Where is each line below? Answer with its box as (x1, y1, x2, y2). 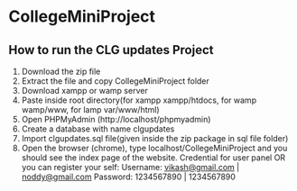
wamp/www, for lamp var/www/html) (21, 105, 160, 114)
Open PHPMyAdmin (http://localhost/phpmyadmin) (21, 114, 211, 124)
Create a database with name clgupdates (21, 123, 175, 134)
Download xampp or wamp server (21, 86, 148, 95)
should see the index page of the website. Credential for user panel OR (21, 152, 286, 163)
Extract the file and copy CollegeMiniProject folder (21, 76, 209, 86)
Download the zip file (21, 66, 101, 77)
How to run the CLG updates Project (8, 42, 214, 58)
